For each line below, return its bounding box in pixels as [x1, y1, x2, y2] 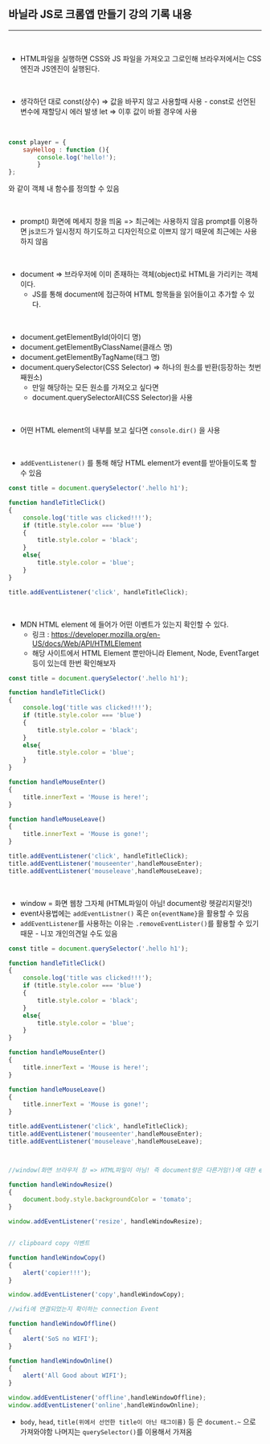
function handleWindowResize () [8, 1181, 113, 1189]
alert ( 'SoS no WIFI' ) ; [22, 1334, 99, 1343]
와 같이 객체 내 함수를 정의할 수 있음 [8, 184, 120, 193]
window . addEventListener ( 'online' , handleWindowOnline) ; [8, 1401, 199, 1409]
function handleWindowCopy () [8, 1253, 106, 1262]
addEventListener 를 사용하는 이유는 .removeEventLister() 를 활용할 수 [19, 918, 244, 928]
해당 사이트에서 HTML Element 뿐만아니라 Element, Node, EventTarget [31, 648, 260, 658]
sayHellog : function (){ [22, 146, 110, 154]
